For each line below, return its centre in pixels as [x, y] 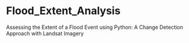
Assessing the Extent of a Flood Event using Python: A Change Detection [95, 27]
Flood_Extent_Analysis [63, 11]
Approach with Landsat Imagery [45, 33]
